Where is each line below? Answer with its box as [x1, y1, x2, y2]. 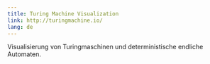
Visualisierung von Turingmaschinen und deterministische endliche [7, 43, 204, 51]
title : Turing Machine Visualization [7, 10, 119, 18]
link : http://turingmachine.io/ [7, 17, 103, 24]
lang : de [7, 23, 33, 30]
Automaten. [7, 50, 41, 58]
